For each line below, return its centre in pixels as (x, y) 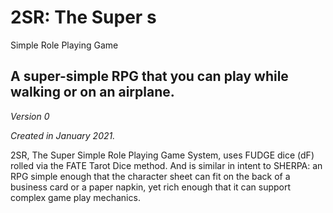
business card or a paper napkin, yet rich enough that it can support (151, 187)
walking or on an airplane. (92, 92)
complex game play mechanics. (75, 197)
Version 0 (30, 116)
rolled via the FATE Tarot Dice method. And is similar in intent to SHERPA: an (166, 165)
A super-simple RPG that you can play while (149, 76)
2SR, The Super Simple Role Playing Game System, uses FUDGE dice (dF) (162, 155)
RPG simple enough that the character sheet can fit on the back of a (150, 176)
